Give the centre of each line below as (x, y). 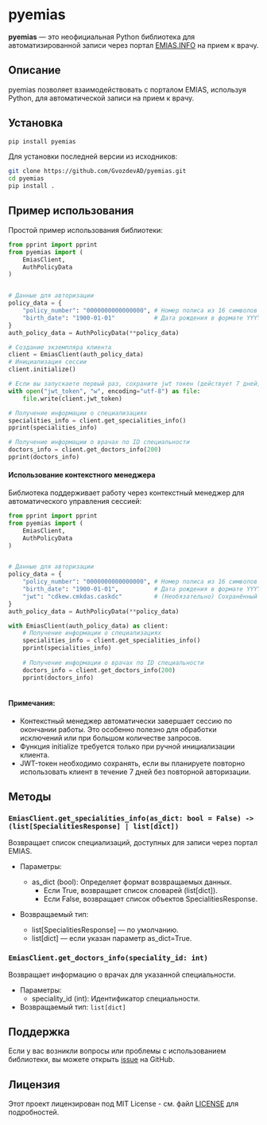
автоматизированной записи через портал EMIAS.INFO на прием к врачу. (133, 45)
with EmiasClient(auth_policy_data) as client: (89, 626)
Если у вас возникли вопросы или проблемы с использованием (117, 1051)
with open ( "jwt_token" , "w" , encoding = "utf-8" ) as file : (104, 391)
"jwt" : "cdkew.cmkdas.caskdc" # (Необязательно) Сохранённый (140, 596)
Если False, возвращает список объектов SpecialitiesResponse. (151, 899)
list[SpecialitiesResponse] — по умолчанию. (105, 930)
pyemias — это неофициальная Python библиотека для (102, 37)
